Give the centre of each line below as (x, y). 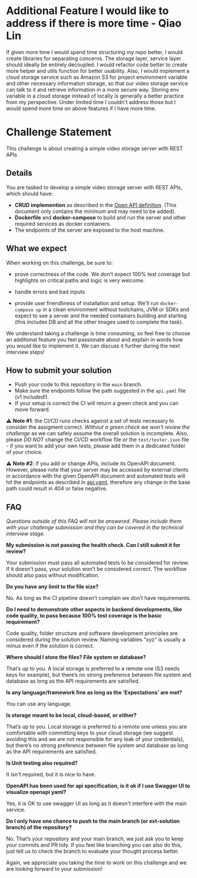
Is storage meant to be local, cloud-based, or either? (71, 715)
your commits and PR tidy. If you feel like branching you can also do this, (94, 845)
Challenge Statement (59, 132)
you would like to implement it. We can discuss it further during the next (93, 346)
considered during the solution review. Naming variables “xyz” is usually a (96, 640)
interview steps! (26, 352)
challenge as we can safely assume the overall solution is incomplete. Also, (97, 433)
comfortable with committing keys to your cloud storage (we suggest (90, 733)
